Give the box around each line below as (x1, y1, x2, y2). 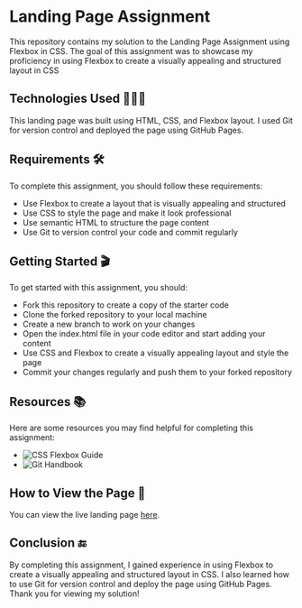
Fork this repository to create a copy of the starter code (22, 299, 230, 310)
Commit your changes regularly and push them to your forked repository (22, 367, 293, 378)
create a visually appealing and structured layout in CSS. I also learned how (9, 568, 290, 579)
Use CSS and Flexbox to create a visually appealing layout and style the (22, 347, 289, 358)
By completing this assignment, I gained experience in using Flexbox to (9, 559, 273, 570)
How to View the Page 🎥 (9, 485, 146, 501)
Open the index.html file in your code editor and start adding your (22, 328, 266, 339)
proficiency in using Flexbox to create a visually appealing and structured (9, 55, 282, 66)
